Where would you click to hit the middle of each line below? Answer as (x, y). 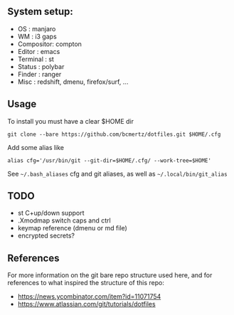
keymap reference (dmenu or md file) (73, 228)
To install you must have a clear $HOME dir (70, 121)
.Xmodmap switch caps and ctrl (64, 220)
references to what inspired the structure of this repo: (86, 283)
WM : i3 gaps (37, 36)
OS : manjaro (37, 28)
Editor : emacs (39, 51)
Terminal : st (36, 59)
